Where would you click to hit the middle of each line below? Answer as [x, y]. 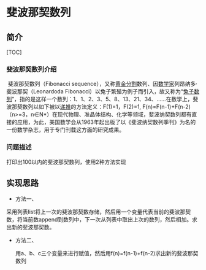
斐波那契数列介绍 [32, 69]
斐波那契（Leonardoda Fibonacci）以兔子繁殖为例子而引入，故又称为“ [95, 91]
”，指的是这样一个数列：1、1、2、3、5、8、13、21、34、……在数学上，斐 [105, 99]
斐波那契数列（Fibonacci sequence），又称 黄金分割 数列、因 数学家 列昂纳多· [103, 84]
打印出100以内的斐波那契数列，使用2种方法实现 [66, 162]
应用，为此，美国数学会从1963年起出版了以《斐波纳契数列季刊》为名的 [106, 122]
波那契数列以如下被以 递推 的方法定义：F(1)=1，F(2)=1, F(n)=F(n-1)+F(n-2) [99, 107]
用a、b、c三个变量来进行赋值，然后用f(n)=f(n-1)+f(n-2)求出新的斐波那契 [107, 253]
